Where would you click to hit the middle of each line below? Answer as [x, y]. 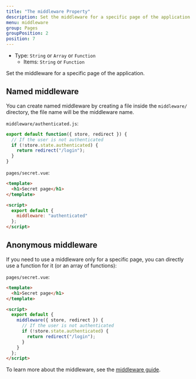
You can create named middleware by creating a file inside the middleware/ [97, 106]
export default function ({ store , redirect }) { [67, 134]
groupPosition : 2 [27, 33]
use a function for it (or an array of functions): [62, 266]
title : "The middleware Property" [48, 11]
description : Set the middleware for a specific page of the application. [99, 17]
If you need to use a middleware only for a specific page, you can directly [95, 259]
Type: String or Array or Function [55, 56]
